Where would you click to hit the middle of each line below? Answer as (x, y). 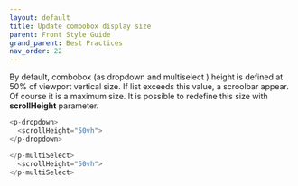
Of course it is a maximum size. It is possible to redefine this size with (139, 97)
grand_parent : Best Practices (66, 43)
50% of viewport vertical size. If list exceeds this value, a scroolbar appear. (149, 87)
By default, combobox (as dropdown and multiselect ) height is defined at (146, 77)
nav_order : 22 (36, 51)
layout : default (40, 18)
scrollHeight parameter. (54, 106)
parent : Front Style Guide (60, 34)
